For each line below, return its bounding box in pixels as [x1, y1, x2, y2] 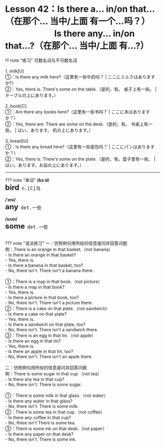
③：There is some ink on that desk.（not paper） [5, 425, 107, 431]
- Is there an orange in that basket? [5, 252, 76, 258]
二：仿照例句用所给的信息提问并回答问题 [5, 365, 87, 371]
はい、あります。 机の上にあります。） [17, 127, 93, 133]
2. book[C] [5, 103, 27, 109]
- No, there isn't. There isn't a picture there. [5, 299, 93, 305]
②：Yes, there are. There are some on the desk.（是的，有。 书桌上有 [5, 121, 148, 127]
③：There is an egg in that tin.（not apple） [5, 332, 96, 338]
